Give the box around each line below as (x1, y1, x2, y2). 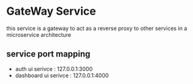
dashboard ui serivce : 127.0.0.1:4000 (15, 72, 109, 79)
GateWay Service (6, 4, 96, 18)
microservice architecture (6, 31, 72, 38)
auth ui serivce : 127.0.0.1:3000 (15, 65, 93, 72)
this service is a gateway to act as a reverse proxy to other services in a (6, 25, 187, 32)
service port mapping (6, 49, 91, 59)
